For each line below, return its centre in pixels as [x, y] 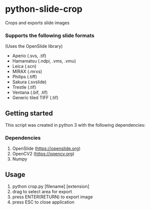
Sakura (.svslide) [29, 82]
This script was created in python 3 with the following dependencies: [75, 125]
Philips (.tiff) [25, 77]
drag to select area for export [42, 192]
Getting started [29, 113]
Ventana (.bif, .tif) [30, 93]
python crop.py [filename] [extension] [51, 186]
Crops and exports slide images [37, 23]
